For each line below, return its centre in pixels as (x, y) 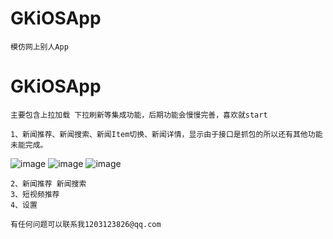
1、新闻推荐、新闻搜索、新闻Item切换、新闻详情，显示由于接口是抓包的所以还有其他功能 (166, 134)
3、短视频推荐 (35, 194)
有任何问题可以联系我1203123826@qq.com (86, 224)
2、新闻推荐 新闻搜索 (48, 183)
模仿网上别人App (39, 47)
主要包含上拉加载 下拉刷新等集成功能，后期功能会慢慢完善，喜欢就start (139, 115)
